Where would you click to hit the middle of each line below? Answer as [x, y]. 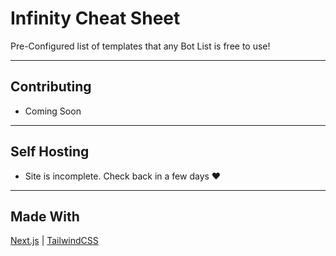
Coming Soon [53, 111]
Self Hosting [50, 152]
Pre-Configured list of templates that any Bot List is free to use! [140, 46]
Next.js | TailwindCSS [54, 241]
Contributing [51, 87]
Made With [45, 216]
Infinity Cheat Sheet [95, 18]
